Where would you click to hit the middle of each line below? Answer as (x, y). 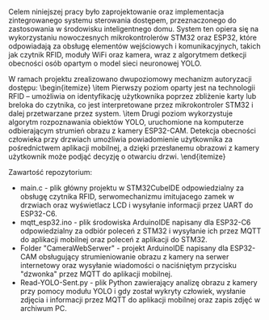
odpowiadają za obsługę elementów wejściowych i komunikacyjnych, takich (134, 46)
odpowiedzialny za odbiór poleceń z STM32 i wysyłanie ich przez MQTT (141, 231)
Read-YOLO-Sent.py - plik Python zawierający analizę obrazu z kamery (139, 282)
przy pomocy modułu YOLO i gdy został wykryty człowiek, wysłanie (133, 291)
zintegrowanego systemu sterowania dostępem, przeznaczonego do (122, 20)
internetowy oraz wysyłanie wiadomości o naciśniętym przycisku (128, 265)
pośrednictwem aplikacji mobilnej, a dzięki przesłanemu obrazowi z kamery (134, 148)
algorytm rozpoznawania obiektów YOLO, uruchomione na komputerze (126, 122)
